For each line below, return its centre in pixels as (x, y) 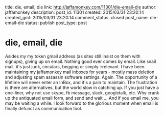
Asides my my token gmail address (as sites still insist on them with (73, 56)
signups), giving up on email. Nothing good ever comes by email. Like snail (81, 61)
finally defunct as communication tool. (44, 108)
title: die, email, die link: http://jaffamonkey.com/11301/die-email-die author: (81, 7)
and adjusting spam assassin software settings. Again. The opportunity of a (81, 77)
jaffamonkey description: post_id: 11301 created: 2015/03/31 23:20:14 (75, 12)
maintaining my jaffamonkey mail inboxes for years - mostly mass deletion (80, 72)
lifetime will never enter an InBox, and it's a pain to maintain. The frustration (81, 82)
